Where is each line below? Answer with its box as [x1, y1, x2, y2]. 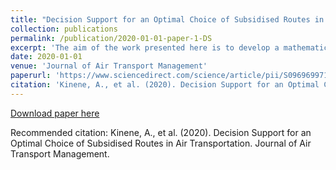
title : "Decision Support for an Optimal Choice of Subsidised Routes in [10, 14, 325, 25]
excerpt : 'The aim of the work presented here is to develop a [10, 42, 280, 53]
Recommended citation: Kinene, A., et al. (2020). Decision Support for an [10, 126, 312, 138]
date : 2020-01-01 [10, 52, 83, 62]
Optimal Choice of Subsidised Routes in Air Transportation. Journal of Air [10, 137, 312, 149]
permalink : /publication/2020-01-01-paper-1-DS [10, 33, 213, 43]
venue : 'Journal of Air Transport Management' [10, 61, 208, 71]
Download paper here [10, 107, 100, 119]
